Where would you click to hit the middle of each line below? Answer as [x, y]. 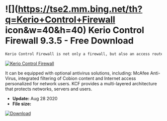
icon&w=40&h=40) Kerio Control [75, 30]
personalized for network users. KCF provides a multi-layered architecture [81, 83]
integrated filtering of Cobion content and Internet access [77, 78]
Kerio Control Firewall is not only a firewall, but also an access [78, 54]
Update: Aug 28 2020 [35, 98]
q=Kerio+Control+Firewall [60, 20]
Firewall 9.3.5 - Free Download [70, 41]
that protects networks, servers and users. [49, 89]
